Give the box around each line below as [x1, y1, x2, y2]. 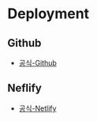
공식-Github [18, 59, 57, 67]
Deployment [7, 5, 90, 23]
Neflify [7, 81, 43, 95]
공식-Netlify [18, 104, 57, 113]
